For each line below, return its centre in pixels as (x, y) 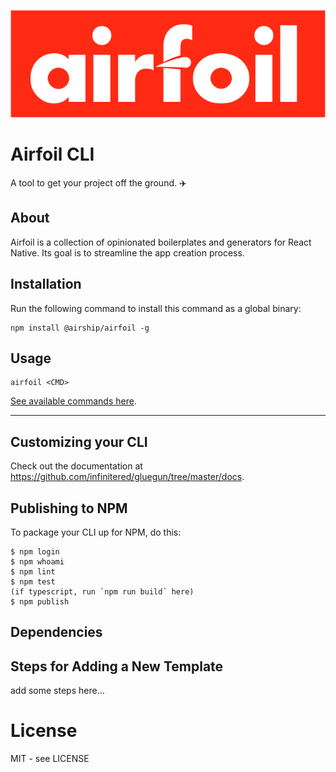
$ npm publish (40, 602)
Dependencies (56, 632)
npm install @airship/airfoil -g (80, 328)
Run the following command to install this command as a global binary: (156, 308)
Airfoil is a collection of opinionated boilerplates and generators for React (161, 242)
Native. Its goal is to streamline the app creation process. (127, 252)
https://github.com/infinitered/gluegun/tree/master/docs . (127, 477)
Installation (46, 284)
